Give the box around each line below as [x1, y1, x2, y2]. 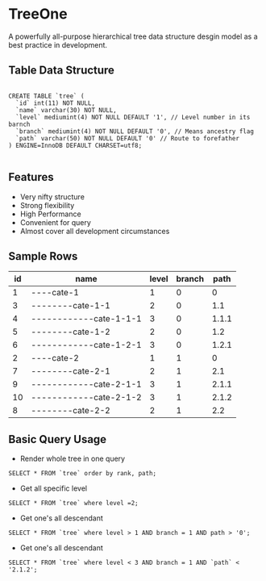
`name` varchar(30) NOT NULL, [15, 106, 117, 114]
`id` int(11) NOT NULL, [15, 98, 95, 107]
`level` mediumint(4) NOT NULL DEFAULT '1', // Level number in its [15, 113, 251, 121]
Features [8, 170, 54, 184]
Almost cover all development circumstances [19, 226, 170, 236]
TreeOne [8, 5, 68, 23]
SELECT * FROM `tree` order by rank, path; [8, 470, 157, 478]
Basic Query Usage [8, 433, 107, 446]
